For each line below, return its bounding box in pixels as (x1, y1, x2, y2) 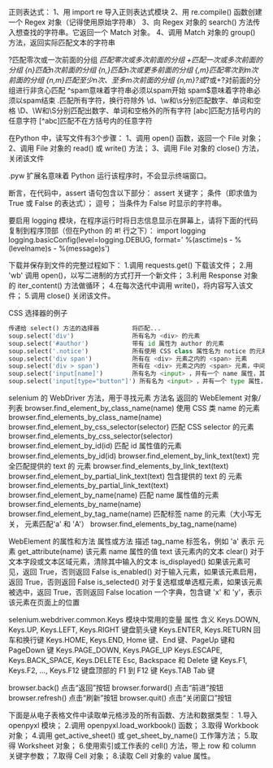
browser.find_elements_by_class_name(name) (8, 412, 162, 421)
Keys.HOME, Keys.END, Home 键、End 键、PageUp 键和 (45, 635, 236, 644)
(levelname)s (8, 243, 52, 253)
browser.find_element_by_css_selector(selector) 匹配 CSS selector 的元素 (8, 422, 254, 431)
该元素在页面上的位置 (8, 597, 80, 607)
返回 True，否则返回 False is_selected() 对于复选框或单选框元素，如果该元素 (8, 577, 263, 587)
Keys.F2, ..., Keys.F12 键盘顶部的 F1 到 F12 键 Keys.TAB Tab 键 (8, 665, 215, 675)
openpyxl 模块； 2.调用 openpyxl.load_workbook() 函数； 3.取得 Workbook (8, 721, 259, 730)
